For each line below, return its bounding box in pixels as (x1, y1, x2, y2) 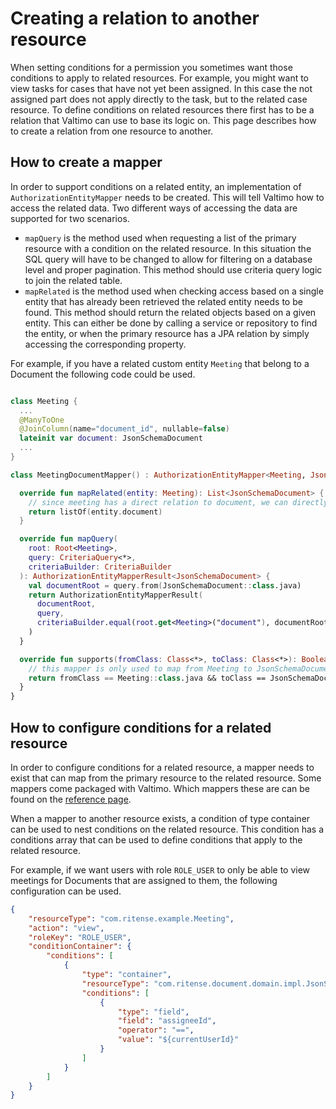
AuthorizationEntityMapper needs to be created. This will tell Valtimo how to (10, 191, 325, 203)
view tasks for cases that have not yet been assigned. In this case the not (10, 82, 313, 94)
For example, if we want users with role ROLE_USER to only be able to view (10, 863, 311, 876)
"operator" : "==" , (117, 1025, 195, 1036)
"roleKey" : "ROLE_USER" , (28, 932, 132, 942)
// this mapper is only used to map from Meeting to (28, 663, 253, 674)
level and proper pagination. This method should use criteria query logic (24, 263, 323, 276)
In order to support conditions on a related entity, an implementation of (10, 180, 302, 192)
